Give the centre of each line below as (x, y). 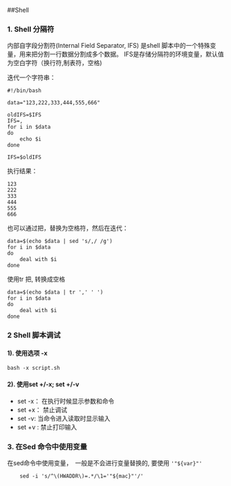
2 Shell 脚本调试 (34, 335)
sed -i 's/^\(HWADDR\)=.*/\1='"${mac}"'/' (82, 476)
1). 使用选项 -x (27, 353)
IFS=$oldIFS (24, 157)
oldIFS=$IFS (24, 115)
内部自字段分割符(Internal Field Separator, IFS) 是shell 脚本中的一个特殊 (109, 46)
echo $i (30, 139)
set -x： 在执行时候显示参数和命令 (66, 401)
